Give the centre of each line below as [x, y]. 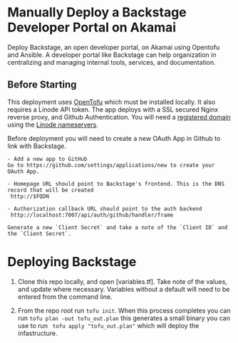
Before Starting [42, 85]
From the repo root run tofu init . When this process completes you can [124, 310]
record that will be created [51, 190]
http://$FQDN [30, 196]
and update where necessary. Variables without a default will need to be [124, 289]
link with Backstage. [37, 146]
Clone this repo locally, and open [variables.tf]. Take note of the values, [123, 281]
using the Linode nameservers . [53, 125]
